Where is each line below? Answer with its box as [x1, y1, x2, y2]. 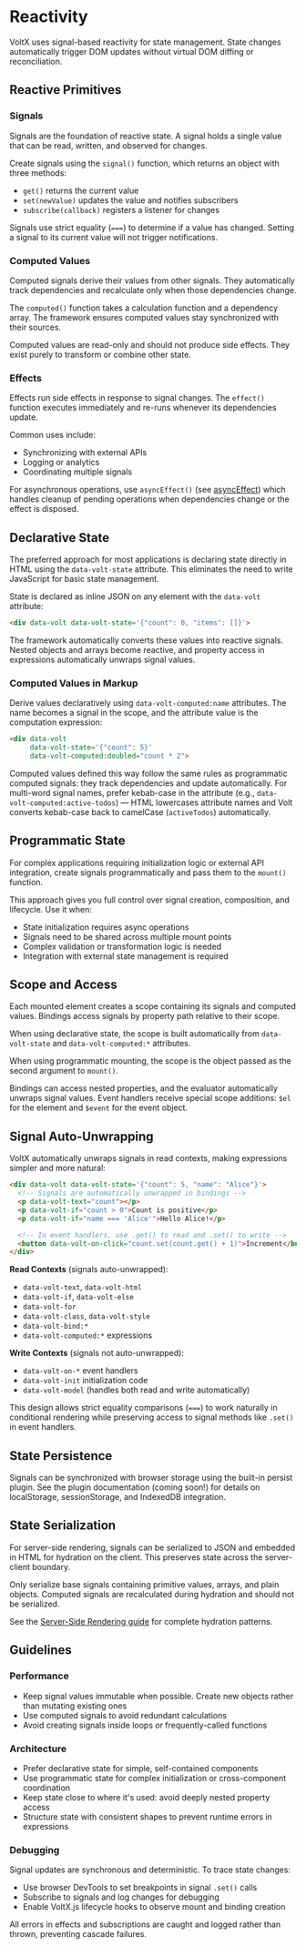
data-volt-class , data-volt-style [22, 1311, 150, 1321]
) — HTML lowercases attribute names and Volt [115, 797, 293, 808]
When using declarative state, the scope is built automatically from [9, 1028, 260, 1039]
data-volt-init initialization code [22, 1375, 148, 1386]
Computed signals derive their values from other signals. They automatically [9, 275, 296, 286]
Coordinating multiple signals [22, 466, 133, 477]
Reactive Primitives [9, 82, 122, 97]
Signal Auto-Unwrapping [9, 1128, 154, 1144]
